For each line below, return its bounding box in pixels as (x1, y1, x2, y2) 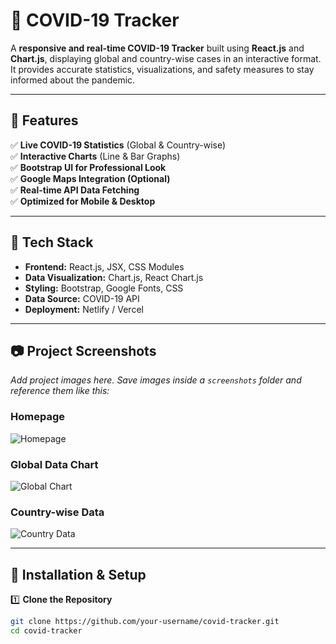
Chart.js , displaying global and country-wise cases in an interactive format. (10, 52, 322, 64)
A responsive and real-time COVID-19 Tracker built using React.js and (10, 42, 305, 54)
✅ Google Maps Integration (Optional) (10, 172, 171, 184)
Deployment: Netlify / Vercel (24, 303, 144, 315)
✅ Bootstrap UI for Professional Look (10, 161, 167, 173)
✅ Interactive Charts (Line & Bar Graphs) (10, 150, 181, 162)
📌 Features (10, 112, 79, 129)
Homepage (10, 410, 65, 424)
